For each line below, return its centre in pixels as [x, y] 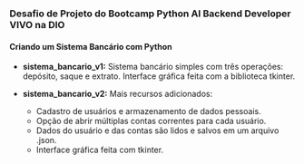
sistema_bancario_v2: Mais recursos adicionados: [118, 94]
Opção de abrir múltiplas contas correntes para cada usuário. [151, 121]
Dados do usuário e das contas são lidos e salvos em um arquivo [157, 130]
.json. [46, 140]
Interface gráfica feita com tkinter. [100, 150]
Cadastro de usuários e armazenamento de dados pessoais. [148, 111]
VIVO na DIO [37, 24]
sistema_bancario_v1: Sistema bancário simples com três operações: [153, 67]
